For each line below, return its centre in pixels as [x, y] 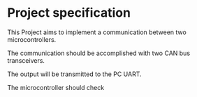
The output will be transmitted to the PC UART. [74, 74]
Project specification [69, 13]
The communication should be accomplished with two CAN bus [99, 53]
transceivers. [26, 60]
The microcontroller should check [56, 87]
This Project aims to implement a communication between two [97, 32]
